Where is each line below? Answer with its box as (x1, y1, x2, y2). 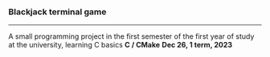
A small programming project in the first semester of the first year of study (8, 32, 255, 41)
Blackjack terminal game (8, 6, 107, 17)
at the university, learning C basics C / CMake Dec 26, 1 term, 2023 (8, 40, 233, 50)
